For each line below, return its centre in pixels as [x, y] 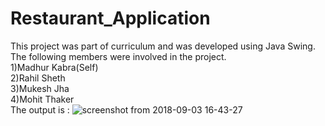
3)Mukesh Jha [40, 88]
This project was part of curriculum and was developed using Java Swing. [163, 46]
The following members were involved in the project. [118, 56]
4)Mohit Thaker [42, 99]
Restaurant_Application [110, 18]
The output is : [40, 109]
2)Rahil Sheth [38, 78]
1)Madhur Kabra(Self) [54, 67]
